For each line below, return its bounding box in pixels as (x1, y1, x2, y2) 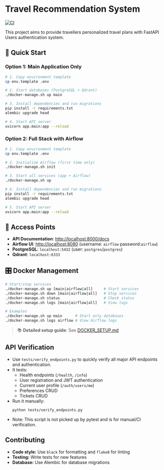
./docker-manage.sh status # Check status (5, 295, 135, 300)
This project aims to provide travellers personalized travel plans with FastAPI (5, 29, 159, 35)
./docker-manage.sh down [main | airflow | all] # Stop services (5, 291, 137, 296)
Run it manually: (12, 398, 45, 404)
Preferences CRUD (19, 388, 58, 393)
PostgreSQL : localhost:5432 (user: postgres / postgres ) (12, 246, 123, 252)
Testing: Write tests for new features (12, 454, 87, 460)
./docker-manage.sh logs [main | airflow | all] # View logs (5, 300, 128, 305)
